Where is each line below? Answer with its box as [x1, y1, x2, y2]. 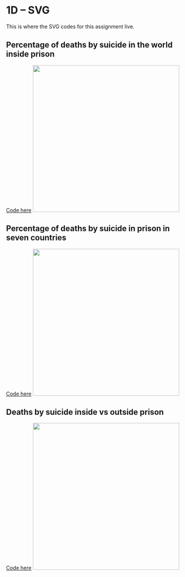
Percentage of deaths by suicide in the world [6, 40, 173, 50]
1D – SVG [6, 4, 50, 17]
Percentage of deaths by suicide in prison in [6, 224, 170, 234]
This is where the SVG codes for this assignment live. [6, 23, 135, 30]
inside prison [6, 49, 55, 59]
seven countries [6, 233, 67, 243]
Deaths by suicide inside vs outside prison [6, 407, 164, 417]
